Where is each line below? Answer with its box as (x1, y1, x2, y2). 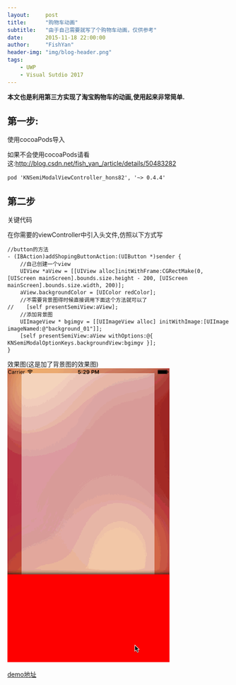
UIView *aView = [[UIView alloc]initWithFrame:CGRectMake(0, (20, 268, 203, 275)
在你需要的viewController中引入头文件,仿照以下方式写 (7, 230, 163, 239)
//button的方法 (7, 246, 49, 253)
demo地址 (7, 670, 37, 679)
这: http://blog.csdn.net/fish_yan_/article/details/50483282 (7, 160, 177, 168)
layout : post (7, 11, 59, 18)
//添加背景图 (20, 311, 53, 318)
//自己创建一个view (20, 261, 71, 268)
